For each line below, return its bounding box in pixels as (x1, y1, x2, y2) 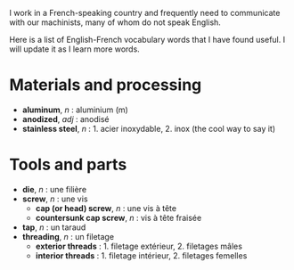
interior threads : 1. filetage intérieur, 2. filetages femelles (35, 250, 248, 261)
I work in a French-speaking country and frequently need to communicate (9, 8, 281, 18)
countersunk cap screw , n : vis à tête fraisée (35, 212, 202, 223)
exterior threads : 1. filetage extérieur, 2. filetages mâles (35, 241, 243, 251)
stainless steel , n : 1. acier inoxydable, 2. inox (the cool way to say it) (21, 123, 276, 134)
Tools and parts (9, 155, 127, 175)
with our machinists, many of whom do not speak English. (9, 17, 221, 28)
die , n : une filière (21, 184, 87, 194)
